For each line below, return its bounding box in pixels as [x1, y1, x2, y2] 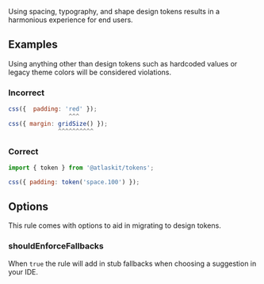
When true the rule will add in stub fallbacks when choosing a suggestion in [8, 259, 257, 268]
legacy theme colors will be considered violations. [8, 67, 172, 77]
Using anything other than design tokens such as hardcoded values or [8, 59, 238, 68]
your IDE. [8, 267, 38, 276]
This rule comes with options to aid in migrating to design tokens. [8, 221, 222, 230]
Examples [8, 38, 58, 51]
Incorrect [8, 87, 45, 98]
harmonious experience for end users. [8, 15, 133, 25]
